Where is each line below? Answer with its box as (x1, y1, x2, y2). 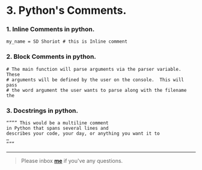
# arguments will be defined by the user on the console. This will (6, 76, 185, 83)
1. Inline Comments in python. (6, 25, 95, 34)
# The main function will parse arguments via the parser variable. (6, 66, 182, 72)
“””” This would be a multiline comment (6, 120, 109, 126)
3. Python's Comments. (6, 4, 127, 17)
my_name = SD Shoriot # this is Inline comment (6, 38, 128, 45)
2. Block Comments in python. (6, 52, 96, 61)
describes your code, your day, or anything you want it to (6, 130, 161, 137)
